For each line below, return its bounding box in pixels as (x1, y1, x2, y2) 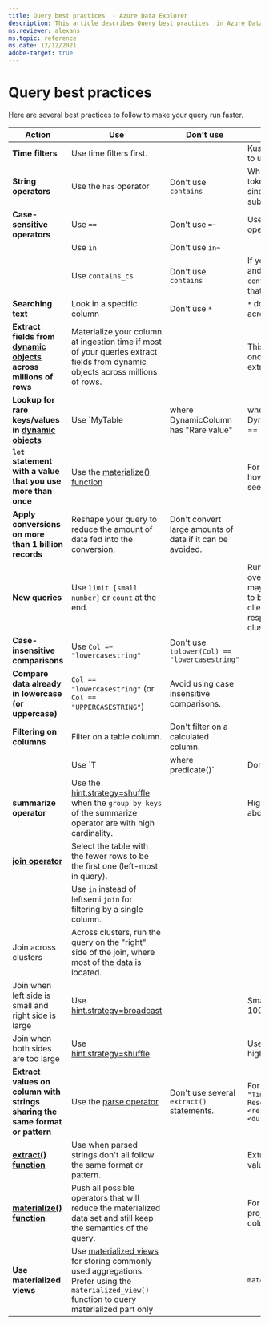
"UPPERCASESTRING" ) (70, 701, 145, 712)
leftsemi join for (70, 893, 133, 905)
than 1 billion (12, 538, 64, 549)
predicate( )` (169, 764, 215, 775)
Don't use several (169, 1087, 236, 1098)
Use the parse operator (70, 1096, 159, 1107)
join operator (12, 855, 62, 866)
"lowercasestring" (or (70, 683, 155, 694)
